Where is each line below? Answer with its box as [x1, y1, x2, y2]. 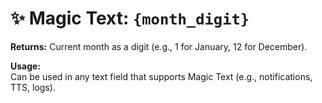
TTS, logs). [10, 81, 56, 93]
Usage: [10, 60, 42, 72]
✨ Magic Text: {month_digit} [10, 7, 250, 30]
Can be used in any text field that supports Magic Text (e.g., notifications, [10, 70, 313, 82]
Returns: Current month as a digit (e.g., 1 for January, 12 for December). [10, 40, 308, 52]
